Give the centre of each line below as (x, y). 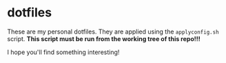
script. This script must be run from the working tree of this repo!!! (104, 38)
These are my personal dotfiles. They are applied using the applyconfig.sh (113, 32)
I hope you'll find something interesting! (63, 52)
